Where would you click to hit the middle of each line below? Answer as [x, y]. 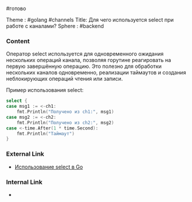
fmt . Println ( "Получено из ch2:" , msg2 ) [65, 122]
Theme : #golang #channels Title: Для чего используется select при [90, 20]
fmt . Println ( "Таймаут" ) [46, 133]
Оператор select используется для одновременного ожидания [85, 54]
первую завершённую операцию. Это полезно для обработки [84, 66]
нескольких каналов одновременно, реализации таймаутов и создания [96, 73]
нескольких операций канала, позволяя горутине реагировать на [89, 60]
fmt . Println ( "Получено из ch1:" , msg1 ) [65, 112]
